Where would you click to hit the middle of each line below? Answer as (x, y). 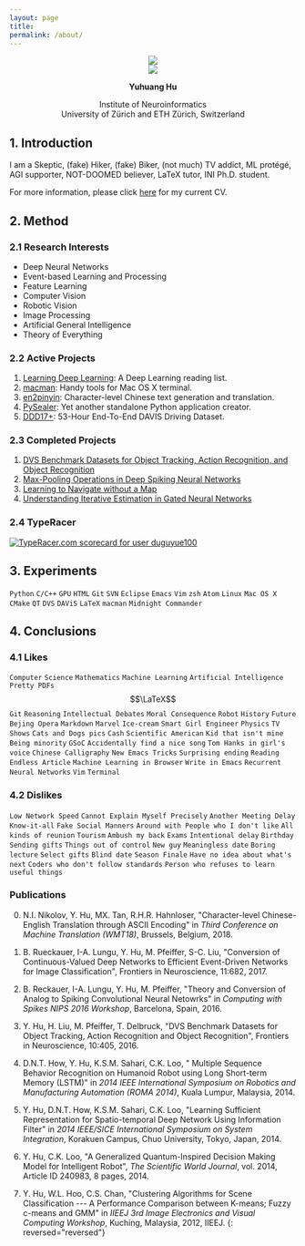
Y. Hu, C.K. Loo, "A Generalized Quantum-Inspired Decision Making (149, 1156)
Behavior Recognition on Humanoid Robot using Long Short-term (144, 1073)
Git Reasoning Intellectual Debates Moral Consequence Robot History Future (153, 715)
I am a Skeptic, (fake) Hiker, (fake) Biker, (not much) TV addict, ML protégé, (151, 165)
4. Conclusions (53, 631)
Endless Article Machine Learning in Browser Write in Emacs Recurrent (146, 763)
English (36, 924)
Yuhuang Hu (153, 87)
